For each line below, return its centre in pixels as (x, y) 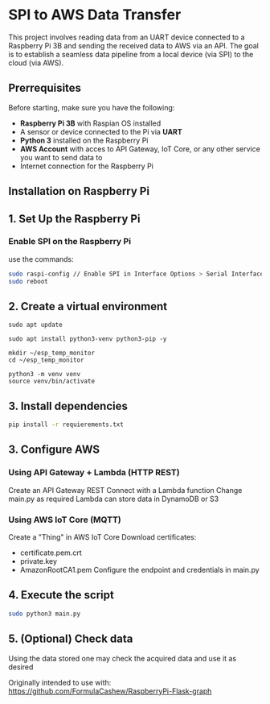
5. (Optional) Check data (71, 639)
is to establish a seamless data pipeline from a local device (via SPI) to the (131, 54)
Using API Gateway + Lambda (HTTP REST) (94, 473)
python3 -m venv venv (45, 375)
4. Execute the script (61, 595)
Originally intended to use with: (60, 682)
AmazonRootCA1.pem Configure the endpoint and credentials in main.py (139, 570)
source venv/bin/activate (51, 381)
